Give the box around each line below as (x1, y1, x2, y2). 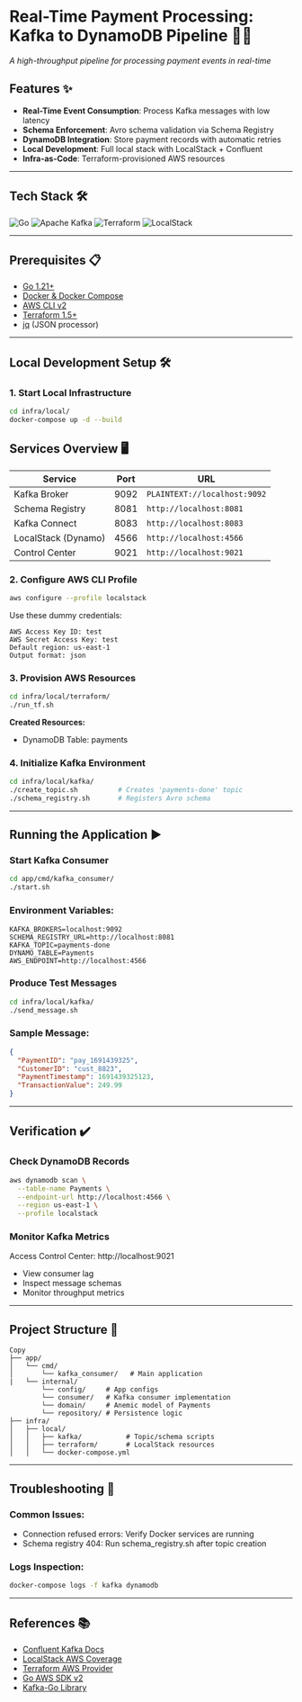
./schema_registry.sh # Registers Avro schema (9, 794, 211, 803)
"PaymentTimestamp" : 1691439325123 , (17, 1073, 155, 1082)
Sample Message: (9, 1027, 90, 1040)
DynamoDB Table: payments (22, 734, 129, 744)
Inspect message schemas (22, 1278, 122, 1289)
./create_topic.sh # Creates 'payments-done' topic (9, 786, 244, 795)
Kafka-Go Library (22, 1681, 87, 1693)
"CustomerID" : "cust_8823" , (17, 1064, 123, 1073)
